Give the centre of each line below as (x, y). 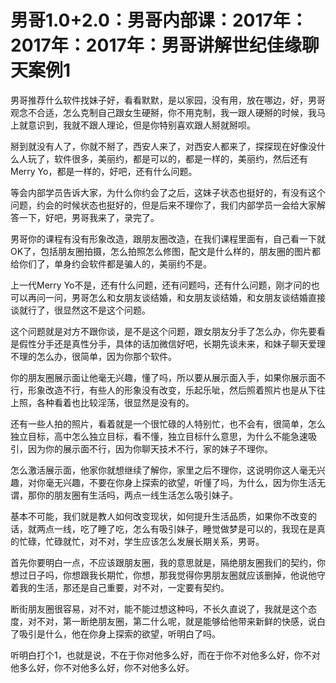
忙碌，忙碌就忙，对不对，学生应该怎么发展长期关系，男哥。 (141, 541)
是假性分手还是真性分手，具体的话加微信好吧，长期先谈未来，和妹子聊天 (159, 343)
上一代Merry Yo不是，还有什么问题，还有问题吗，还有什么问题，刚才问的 (161, 285)
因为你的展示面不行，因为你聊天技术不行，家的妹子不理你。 (150, 448)
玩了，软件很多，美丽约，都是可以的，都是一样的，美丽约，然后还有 (167, 158)
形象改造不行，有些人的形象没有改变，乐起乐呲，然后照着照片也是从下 (172, 390)
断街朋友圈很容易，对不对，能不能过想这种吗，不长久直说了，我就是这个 (159, 608)
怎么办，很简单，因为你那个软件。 (106, 356)
